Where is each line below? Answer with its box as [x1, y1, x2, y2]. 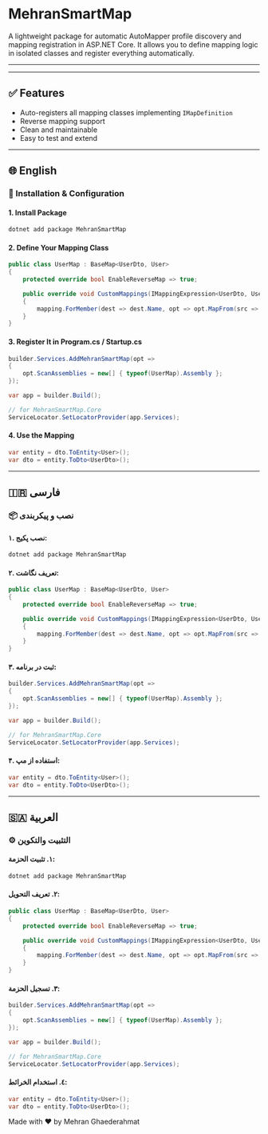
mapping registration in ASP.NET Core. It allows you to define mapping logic [8, 39, 258, 49]
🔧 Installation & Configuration [8, 188, 125, 199]
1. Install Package [8, 207, 68, 217]
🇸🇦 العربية [8, 810, 58, 824]
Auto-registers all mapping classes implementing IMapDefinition [19, 107, 233, 117]
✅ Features [8, 86, 65, 100]
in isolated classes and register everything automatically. [8, 48, 195, 58]
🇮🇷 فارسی [8, 486, 61, 499]
